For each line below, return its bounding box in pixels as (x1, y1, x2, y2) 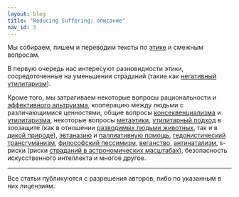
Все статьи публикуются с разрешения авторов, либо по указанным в (7, 174, 222, 183)
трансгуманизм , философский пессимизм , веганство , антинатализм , (7, 139, 218, 147)
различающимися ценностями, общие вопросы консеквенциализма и (7, 108, 221, 117)
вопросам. (7, 50, 41, 59)
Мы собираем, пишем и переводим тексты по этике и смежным (7, 43, 204, 52)
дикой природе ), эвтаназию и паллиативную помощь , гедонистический (7, 131, 226, 139)
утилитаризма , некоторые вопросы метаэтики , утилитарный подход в (7, 116, 222, 124)
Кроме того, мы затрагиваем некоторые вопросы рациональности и (7, 93, 217, 102)
